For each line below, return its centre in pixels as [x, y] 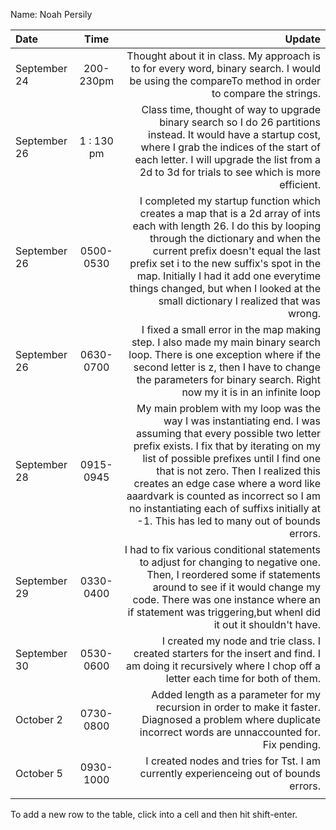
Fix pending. [291, 744]
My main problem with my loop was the [228, 408]
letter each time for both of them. [243, 678]
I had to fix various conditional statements [222, 549]
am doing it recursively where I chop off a [223, 666]
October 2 [39, 719]
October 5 [39, 773]
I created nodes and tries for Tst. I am [233, 761]
